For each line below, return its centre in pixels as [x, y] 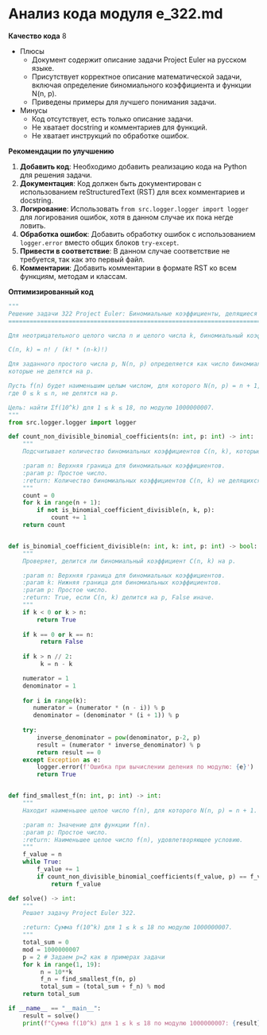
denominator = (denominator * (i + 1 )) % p [106, 715]
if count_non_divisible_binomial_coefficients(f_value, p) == [142, 876]
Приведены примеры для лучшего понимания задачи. [124, 102]
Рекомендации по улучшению [61, 151]
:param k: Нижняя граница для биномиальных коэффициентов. [122, 583]
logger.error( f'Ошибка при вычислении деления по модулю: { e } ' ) [145, 767]
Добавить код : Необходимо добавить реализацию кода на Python [133, 166]
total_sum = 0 [46, 943]
